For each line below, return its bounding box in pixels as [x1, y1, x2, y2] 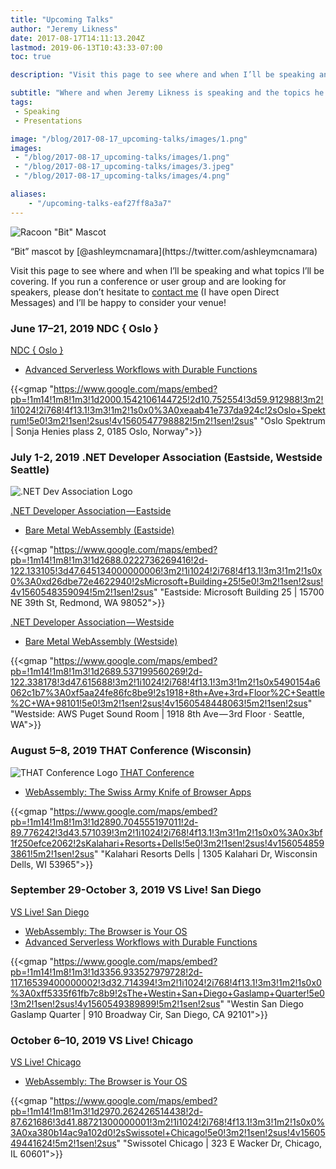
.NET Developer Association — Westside [10, 616, 175, 628]
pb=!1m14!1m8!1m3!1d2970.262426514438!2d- [10, 1106, 204, 1118]
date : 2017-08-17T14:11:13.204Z [10, 33, 145, 43]
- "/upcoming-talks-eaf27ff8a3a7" [28, 198, 172, 208]
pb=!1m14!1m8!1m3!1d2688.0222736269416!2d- [10, 554, 209, 566]
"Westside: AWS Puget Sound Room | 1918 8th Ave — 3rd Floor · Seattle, [10, 708, 305, 720]
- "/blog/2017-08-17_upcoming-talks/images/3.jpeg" [14, 162, 235, 172]
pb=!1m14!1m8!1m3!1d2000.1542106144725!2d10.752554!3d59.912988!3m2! [10, 393, 324, 405]
